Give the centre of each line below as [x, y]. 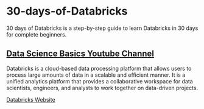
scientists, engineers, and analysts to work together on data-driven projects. [102, 88]
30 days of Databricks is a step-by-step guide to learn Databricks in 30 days [102, 28]
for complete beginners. [37, 34]
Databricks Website [31, 99]
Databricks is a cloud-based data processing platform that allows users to [99, 68]
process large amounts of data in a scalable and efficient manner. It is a [96, 75]
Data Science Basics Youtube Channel [80, 54]
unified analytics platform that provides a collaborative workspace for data [100, 81]
